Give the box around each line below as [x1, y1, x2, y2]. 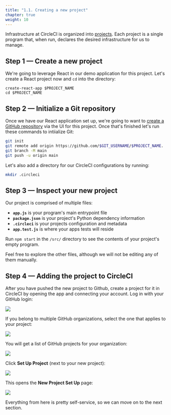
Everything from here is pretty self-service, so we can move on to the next [5, 399, 162, 405]
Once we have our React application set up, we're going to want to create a [5, 118, 164, 123]
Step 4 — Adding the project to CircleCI [5, 272, 133, 280]
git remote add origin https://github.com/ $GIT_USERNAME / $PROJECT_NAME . [5, 143, 164, 149]
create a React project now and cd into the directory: [5, 76, 116, 82]
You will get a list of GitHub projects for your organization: [5, 341, 127, 346]
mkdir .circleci [5, 172, 40, 177]
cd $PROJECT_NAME [5, 90, 42, 95]
